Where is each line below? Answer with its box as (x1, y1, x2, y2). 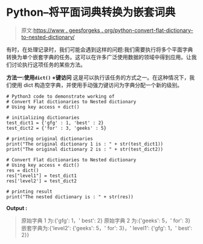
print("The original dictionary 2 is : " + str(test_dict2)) (6, 146, 164, 152)
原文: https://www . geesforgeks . (21, 27, 103, 34)
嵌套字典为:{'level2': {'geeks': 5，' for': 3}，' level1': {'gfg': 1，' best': (21, 224, 193, 231)
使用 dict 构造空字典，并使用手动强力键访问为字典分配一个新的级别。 (11, 81, 183, 88)
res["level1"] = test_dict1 (6, 173, 77, 179)
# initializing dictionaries (6, 114, 80, 121)
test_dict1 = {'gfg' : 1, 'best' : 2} (6, 120, 104, 126)
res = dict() (6, 167, 39, 173)
